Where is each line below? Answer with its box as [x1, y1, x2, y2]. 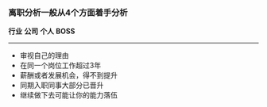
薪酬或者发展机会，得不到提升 [19, 71, 118, 80]
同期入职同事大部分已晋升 [19, 81, 104, 90]
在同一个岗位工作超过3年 [19, 61, 102, 71]
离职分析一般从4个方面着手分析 [8, 6, 129, 17]
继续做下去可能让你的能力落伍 [19, 90, 118, 100]
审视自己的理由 [19, 51, 69, 60]
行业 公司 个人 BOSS [8, 26, 75, 36]
